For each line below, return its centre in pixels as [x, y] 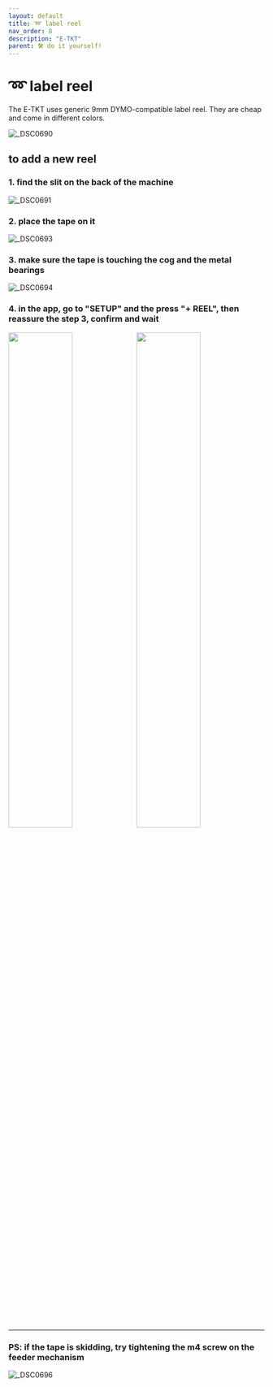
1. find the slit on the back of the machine [91, 182]
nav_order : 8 [30, 31]
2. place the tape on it [52, 221]
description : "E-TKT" [45, 39]
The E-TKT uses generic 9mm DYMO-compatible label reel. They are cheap [135, 110]
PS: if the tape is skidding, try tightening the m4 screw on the [132, 1347]
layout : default [36, 16]
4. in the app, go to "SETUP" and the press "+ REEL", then [124, 309]
